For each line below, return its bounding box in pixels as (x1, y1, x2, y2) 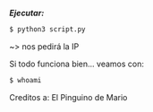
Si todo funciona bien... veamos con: (9, 58, 145, 69)
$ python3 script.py (9, 25, 87, 34)
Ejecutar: (9, 8, 45, 18)
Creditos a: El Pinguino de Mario (9, 91, 128, 102)
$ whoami (9, 75, 42, 84)
